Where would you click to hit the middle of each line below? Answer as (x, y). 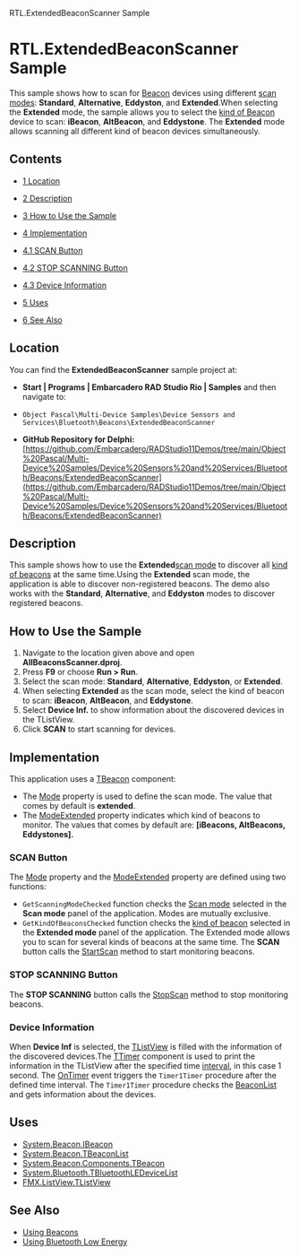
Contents (36, 159)
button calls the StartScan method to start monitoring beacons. (138, 952)
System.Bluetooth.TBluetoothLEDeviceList (100, 1173)
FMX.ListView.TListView (66, 1182)
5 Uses (35, 302)
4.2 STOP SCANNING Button (75, 267)
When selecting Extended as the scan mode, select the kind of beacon (153, 691)
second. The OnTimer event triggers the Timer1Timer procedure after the (143, 1075)
